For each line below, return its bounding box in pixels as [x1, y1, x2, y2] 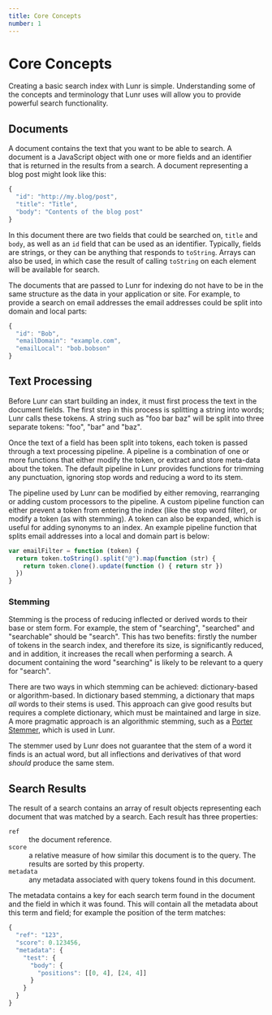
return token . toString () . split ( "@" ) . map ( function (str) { [15, 554, 217, 563]
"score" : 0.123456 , [15, 939, 82, 947]
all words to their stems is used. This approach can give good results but [8, 699, 253, 709]
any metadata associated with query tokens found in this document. [28, 875, 256, 885]
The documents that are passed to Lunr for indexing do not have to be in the [8, 280, 264, 290]
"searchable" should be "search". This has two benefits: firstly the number [8, 632, 257, 641]
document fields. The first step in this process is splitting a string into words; [8, 404, 265, 414]
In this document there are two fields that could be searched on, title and [8, 230, 258, 240]
